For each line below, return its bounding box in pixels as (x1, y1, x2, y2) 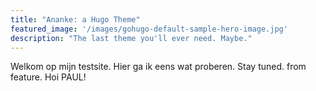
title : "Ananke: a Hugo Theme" (10, 14, 141, 25)
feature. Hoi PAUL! (10, 71, 87, 83)
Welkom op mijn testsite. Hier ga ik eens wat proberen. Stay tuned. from (10, 61, 307, 73)
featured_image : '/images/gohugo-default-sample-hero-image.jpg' (10, 24, 288, 34)
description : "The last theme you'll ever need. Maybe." (10, 33, 253, 43)
